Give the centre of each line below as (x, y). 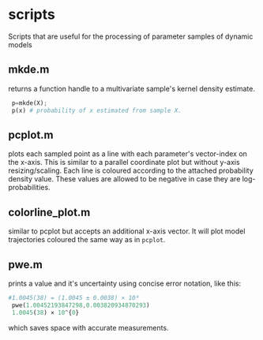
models (21, 44)
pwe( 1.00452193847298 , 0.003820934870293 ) (81, 305)
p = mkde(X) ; (29, 103)
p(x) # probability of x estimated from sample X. (96, 110)
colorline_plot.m (49, 212)
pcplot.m (31, 135)
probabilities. (29, 188)
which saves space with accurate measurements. (88, 327)
